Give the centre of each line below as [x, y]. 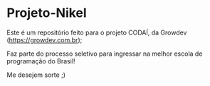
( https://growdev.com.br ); [44, 39]
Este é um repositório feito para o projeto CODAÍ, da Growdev [97, 32]
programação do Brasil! [41, 61]
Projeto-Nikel [47, 13]
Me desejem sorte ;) [36, 75]
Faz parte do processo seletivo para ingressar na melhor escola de [105, 54]
